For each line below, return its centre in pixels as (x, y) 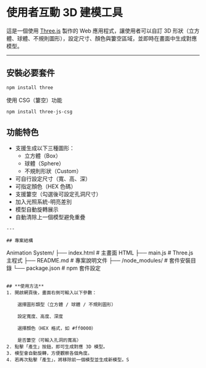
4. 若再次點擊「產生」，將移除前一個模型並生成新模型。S (68, 360)
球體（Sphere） (44, 164)
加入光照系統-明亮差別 (44, 202)
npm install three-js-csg (39, 112)
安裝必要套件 (31, 73)
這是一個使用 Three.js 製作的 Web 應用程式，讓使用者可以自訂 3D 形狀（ (97, 31)
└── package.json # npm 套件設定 (57, 268)
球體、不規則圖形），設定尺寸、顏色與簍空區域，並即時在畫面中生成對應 (107, 38)
